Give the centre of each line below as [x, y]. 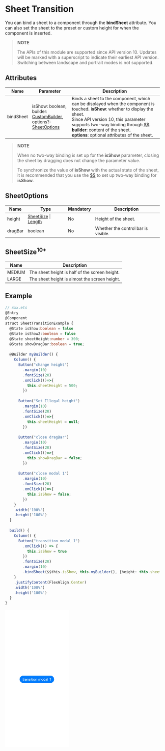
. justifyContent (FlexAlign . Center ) [50, 582]
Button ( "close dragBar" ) [43, 437]
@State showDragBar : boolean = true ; [47, 344]
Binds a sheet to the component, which [111, 98]
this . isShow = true [47, 551]
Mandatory [80, 209]
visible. [102, 233]
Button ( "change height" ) [43, 365]
